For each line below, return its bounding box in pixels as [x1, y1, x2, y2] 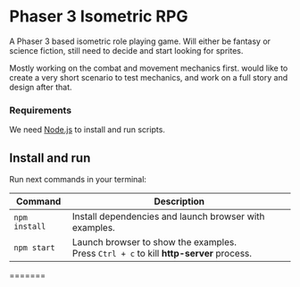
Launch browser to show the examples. [71, 236, 237, 249]
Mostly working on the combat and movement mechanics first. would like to [9, 63, 288, 73]
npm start [13, 243, 55, 253]
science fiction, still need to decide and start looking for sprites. [9, 45, 244, 55]
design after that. [9, 81, 73, 92]
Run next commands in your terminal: [9, 174, 147, 185]
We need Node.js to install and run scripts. [9, 124, 165, 135]
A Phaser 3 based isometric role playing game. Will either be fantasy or [9, 36, 271, 46]
